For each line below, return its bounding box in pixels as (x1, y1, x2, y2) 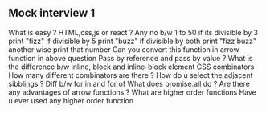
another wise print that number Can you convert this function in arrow (8, 44, 239, 54)
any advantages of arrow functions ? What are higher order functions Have (8, 87, 257, 97)
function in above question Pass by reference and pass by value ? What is (8, 53, 253, 63)
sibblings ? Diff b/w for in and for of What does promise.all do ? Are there (8, 79, 251, 88)
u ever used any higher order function (8, 95, 134, 105)
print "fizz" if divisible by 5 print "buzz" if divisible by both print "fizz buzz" (8, 36, 257, 46)
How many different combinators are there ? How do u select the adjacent (8, 70, 253, 79)
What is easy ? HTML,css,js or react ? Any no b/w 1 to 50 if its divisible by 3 (8, 27, 259, 37)
